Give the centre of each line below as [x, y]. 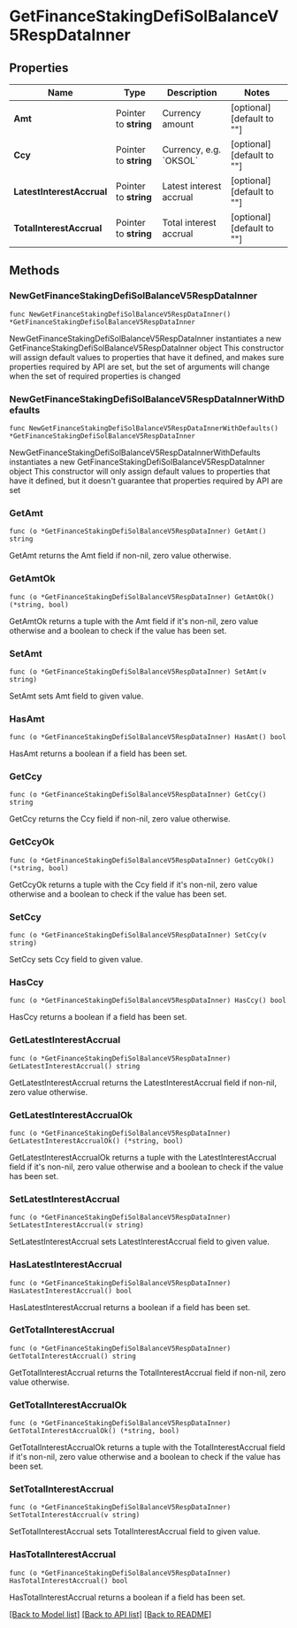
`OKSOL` [180, 161]
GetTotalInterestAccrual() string [73, 1356]
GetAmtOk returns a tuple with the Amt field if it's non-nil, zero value [134, 621]
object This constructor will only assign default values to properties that [140, 471]
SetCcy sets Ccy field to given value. [76, 960]
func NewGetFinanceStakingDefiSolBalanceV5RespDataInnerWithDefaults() [144, 428]
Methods [34, 270]
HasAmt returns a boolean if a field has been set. [98, 753]
